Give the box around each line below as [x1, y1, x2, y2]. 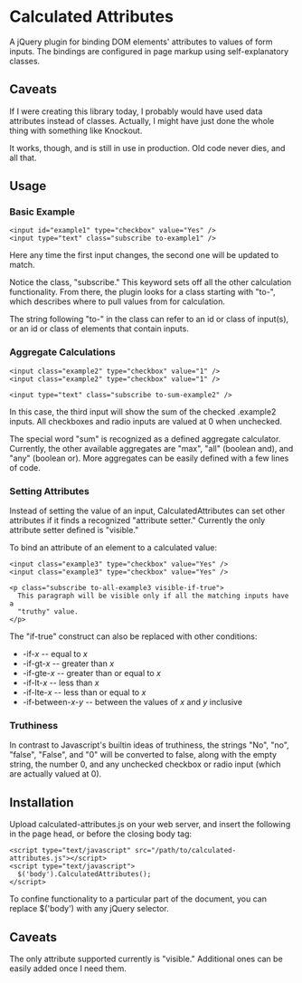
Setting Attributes [9, 484, 90, 497]
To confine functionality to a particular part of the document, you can [9, 893, 267, 904]
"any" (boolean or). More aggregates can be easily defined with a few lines [9, 453, 289, 463]
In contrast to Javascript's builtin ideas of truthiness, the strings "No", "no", [9, 740, 289, 750]
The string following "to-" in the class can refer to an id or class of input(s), [9, 314, 289, 325]
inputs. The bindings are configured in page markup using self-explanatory [9, 45, 289, 56]
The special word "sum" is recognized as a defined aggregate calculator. [9, 433, 281, 444]
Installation [9, 795, 74, 810]
